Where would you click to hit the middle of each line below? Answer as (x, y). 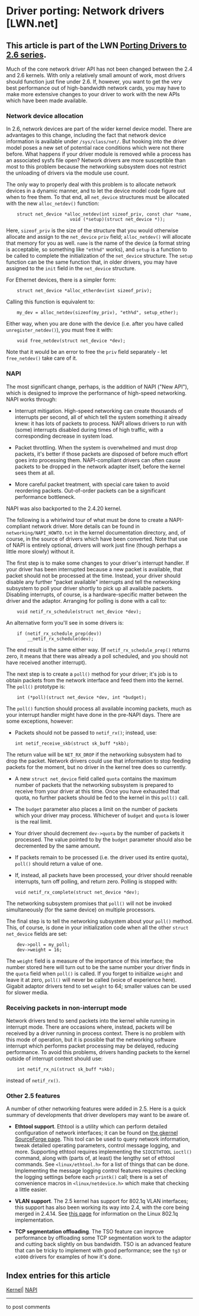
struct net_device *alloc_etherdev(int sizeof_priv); (84, 291)
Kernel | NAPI (22, 1290)
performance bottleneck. (45, 496)
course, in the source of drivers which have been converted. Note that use (97, 539)
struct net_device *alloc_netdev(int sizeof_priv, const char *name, (105, 214)
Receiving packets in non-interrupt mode (67, 1008)
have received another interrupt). (46, 662)
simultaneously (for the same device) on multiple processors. (81, 909)
